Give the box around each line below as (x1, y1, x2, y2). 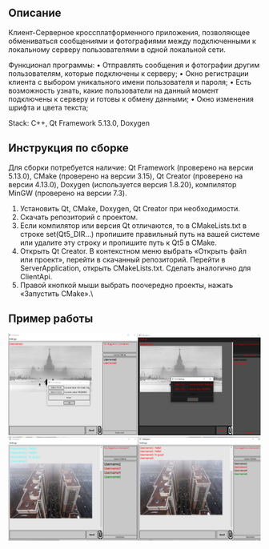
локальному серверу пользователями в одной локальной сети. (8, 44, 227, 54)
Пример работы (8, 312, 94, 326)
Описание (8, 6, 62, 20)
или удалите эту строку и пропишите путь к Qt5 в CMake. (19, 238, 218, 247)
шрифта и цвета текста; (8, 102, 89, 112)
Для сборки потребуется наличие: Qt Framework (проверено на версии (8, 162, 254, 172)
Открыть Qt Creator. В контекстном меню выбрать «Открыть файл (19, 246, 247, 255)
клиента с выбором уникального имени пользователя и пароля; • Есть (8, 77, 252, 86)
